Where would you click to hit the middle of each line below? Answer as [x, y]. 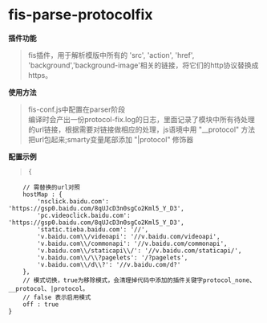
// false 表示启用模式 [57, 297]
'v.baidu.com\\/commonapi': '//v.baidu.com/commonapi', [132, 243]
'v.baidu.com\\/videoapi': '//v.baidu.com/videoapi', [129, 236]
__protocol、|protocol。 [49, 288]
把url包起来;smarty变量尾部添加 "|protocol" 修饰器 [111, 139]
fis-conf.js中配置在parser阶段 [77, 109]
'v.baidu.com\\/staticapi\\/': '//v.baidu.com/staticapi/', [140, 251]
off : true [41, 304]
